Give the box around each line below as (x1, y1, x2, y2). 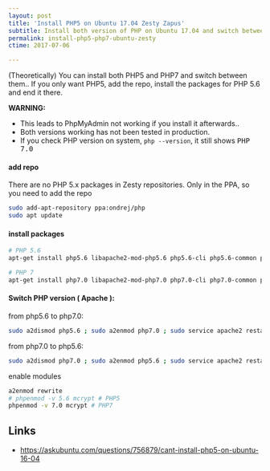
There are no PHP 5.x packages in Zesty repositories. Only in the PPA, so (8, 180, 250, 189)
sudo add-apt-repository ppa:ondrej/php (8, 204, 146, 213)
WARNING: (8, 104, 46, 113)
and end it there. (8, 87, 63, 97)
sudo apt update (8, 212, 63, 220)
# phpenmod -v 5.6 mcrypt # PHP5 (8, 394, 121, 402)
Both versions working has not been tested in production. (19, 128, 211, 137)
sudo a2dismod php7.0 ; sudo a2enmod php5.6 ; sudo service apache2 (8, 356, 243, 365)
